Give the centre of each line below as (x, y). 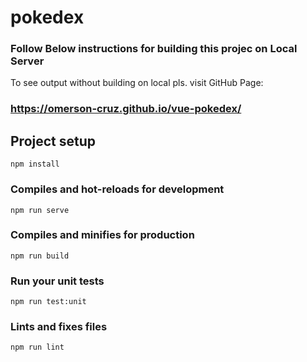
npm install (35, 164)
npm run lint (37, 347)
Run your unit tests (57, 281)
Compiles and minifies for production (102, 235)
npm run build (40, 256)
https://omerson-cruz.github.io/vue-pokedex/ (126, 109)
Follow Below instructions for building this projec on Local (154, 49)
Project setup (53, 141)
